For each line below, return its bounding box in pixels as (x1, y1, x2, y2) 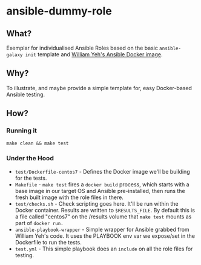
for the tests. (15, 174, 47, 182)
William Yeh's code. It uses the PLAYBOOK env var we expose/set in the (15, 232, 196, 240)
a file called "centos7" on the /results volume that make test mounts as (15, 213, 192, 220)
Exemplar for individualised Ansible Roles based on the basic (6, 44, 159, 51)
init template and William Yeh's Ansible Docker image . (25, 51, 163, 58)
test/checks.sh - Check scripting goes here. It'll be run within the (15, 200, 179, 207)
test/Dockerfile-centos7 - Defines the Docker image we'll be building (15, 168, 190, 175)
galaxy (6, 52, 23, 58)
